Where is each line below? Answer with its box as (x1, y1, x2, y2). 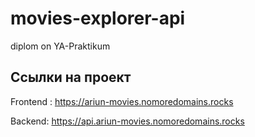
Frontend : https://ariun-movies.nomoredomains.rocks (10, 95, 234, 107)
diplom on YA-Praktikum (10, 40, 111, 52)
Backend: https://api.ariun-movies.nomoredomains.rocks (10, 115, 245, 127)
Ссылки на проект (10, 69, 132, 86)
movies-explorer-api (10, 7, 186, 30)
